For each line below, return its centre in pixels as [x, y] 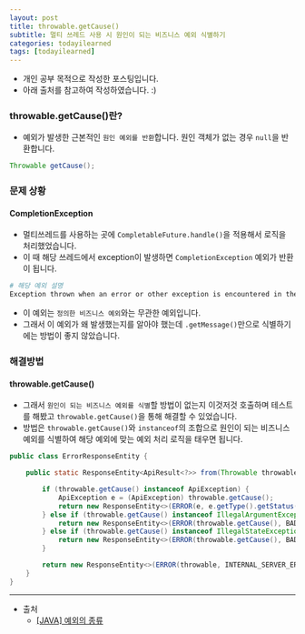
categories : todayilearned [60, 43]
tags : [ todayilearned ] [52, 52]
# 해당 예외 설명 [36, 286]
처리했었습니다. [49, 246]
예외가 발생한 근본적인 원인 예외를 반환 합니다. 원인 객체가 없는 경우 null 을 [151, 137]
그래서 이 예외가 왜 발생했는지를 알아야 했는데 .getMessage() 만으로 [141, 325]
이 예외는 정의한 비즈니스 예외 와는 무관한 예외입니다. [112, 313]
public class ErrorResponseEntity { [79, 457]
